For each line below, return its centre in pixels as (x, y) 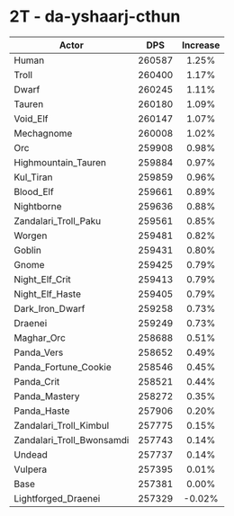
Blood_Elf (34, 191)
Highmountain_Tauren (60, 162)
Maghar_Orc (40, 337)
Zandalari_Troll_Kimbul (62, 425)
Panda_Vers (39, 352)
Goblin (28, 250)
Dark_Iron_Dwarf (49, 308)
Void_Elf (31, 119)
